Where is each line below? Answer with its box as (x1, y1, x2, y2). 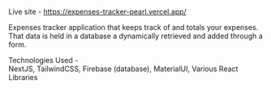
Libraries (8, 73, 38, 82)
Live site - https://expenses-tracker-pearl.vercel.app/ (8, 7, 187, 16)
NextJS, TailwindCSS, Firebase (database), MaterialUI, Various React (8, 64, 239, 74)
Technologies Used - (8, 56, 79, 65)
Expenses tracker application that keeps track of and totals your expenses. (8, 23, 259, 32)
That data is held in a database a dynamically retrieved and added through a (8, 32, 264, 40)
